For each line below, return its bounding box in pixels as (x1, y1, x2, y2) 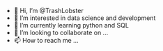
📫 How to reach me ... (13, 37, 79, 44)
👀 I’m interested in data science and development (13, 14, 156, 22)
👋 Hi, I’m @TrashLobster (13, 7, 84, 14)
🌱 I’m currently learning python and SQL (13, 21, 129, 29)
